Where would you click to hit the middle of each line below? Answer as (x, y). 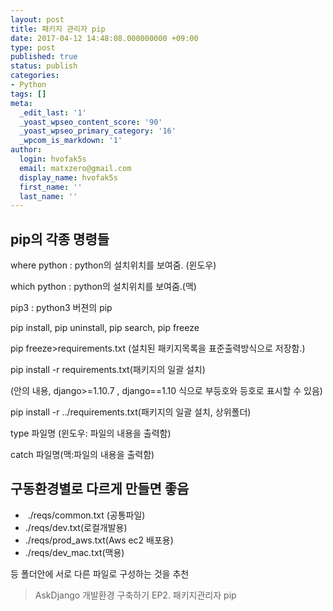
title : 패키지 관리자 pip (58, 29)
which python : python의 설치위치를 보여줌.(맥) (103, 287)
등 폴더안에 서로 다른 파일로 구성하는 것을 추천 (100, 573)
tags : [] (28, 94)
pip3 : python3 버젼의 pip (61, 308)
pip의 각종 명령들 (60, 239)
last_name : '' (48, 196)
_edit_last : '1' (53, 112)
